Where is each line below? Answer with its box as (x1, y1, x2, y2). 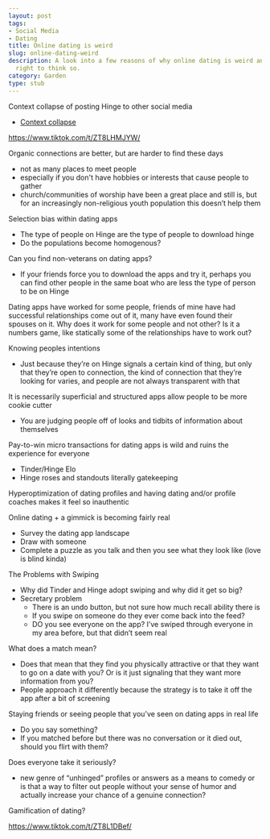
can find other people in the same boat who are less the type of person (19, 277, 256, 287)
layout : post (8, 11, 52, 20)
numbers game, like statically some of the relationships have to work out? (8, 327, 252, 337)
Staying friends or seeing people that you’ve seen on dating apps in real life (8, 708, 259, 718)
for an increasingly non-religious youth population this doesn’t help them (19, 198, 261, 208)
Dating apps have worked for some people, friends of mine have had (8, 301, 235, 311)
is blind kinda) (19, 554, 67, 563)
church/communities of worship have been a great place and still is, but (19, 189, 257, 199)
